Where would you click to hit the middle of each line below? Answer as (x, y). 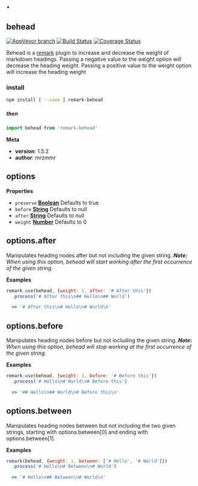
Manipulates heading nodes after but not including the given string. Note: (97, 255)
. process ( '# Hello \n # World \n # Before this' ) (70, 381)
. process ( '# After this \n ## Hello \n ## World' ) (71, 296)
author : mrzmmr (35, 158)
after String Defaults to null (49, 215)
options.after (31, 241)
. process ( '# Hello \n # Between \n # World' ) (64, 467)
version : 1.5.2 (32, 152)
